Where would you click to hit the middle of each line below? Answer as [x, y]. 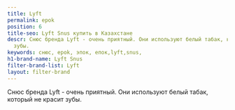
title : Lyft [24, 14]
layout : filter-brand [39, 72]
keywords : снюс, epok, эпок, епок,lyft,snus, [74, 53]
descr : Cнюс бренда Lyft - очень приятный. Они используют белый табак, [115, 40]
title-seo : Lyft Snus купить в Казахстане [70, 33]
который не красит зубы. [44, 99]
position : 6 [24, 26]
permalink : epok [31, 20]
